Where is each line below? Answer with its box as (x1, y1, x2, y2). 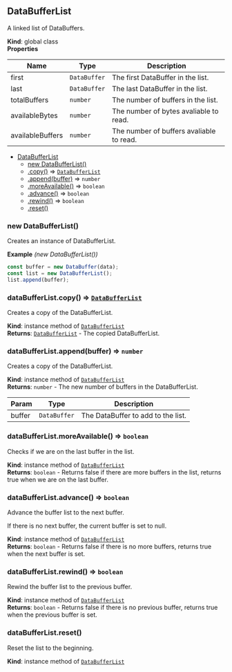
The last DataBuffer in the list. (111, 84, 208, 93)
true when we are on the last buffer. (7, 475, 109, 483)
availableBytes (10, 111, 58, 120)
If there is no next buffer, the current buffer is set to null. (7, 521, 167, 530)
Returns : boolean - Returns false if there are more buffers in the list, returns (7, 468, 222, 476)
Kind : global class (7, 37, 59, 46)
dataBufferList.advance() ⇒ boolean (7, 492, 130, 502)
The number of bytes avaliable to (111, 106, 219, 116)
